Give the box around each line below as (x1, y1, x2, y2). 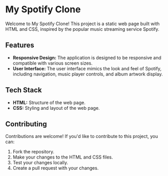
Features (5, 41, 34, 50)
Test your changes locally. (12, 160, 68, 166)
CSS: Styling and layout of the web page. (12, 105, 100, 111)
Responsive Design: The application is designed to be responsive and (12, 54, 161, 61)
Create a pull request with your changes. (12, 165, 99, 171)
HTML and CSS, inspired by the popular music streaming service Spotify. (5, 26, 160, 32)
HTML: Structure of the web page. (12, 99, 86, 106)
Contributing (5, 120, 47, 128)
